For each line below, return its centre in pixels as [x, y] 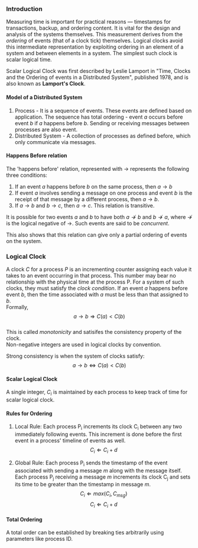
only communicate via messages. [55, 142]
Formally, [17, 307]
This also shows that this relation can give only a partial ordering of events [97, 235]
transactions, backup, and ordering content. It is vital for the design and [93, 28]
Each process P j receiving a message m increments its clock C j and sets [103, 477]
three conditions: [27, 175]
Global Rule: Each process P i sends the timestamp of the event [91, 463]
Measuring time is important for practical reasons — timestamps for [89, 22]
